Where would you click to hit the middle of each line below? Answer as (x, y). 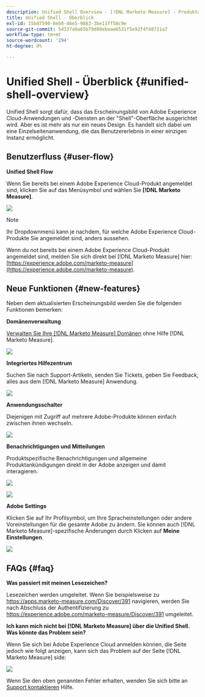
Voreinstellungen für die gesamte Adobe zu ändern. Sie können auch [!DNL (101, 525)
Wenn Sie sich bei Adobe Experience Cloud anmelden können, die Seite (97, 644)
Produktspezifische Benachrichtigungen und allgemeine (77, 459)
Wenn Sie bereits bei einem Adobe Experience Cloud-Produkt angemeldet (99, 183)
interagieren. (22, 471)
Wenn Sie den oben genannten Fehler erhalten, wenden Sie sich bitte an (97, 681)
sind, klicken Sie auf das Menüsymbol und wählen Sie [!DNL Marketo (94, 190)
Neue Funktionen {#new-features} (74, 289)
